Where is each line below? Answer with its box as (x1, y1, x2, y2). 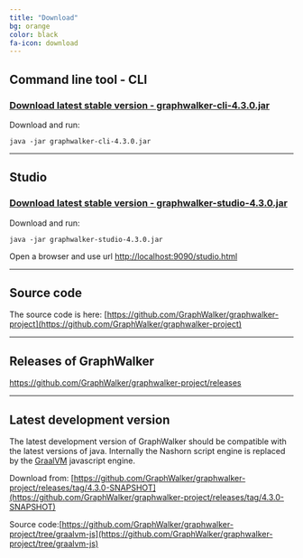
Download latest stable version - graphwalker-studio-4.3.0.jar (9, 197, 289, 209)
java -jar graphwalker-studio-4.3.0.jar (9, 235, 164, 244)
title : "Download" (9, 13, 78, 23)
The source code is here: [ (9, 309, 108, 321)
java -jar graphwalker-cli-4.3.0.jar (9, 136, 151, 145)
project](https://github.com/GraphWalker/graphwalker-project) (9, 319, 242, 330)
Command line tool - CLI (9, 71, 148, 87)
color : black (9, 30, 59, 39)
